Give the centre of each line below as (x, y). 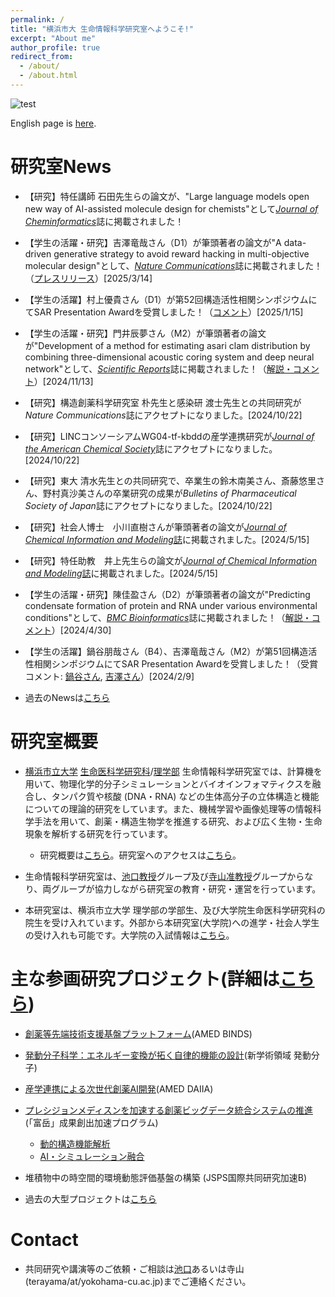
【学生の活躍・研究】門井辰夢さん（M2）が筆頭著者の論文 (145, 333)
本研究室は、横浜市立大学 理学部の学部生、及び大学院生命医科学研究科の (175, 910)
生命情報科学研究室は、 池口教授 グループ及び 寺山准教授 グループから (164, 876)
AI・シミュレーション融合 (92, 1156)
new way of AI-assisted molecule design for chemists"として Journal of (171, 208)
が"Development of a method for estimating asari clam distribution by (167, 345)
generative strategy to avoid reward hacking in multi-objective (181, 253)
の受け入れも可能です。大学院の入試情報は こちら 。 (129, 935)
